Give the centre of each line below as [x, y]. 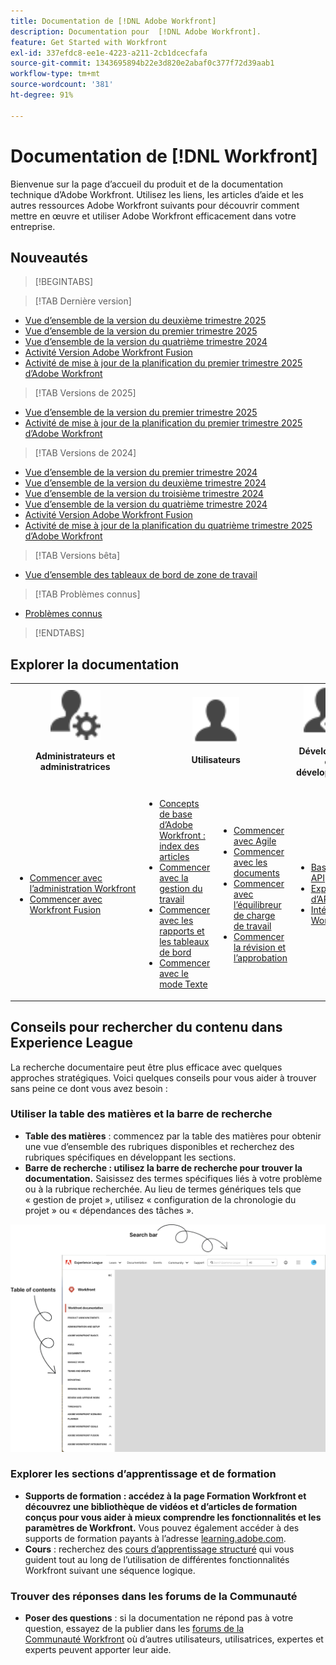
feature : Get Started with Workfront [89, 42]
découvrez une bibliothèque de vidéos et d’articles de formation [161, 1506]
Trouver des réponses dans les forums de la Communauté [154, 1596]
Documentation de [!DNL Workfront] [164, 156]
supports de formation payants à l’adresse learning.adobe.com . [155, 1538]
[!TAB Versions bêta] [77, 556]
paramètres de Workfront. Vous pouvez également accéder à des [162, 1527]
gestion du [181, 889]
